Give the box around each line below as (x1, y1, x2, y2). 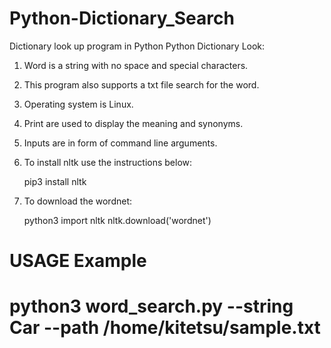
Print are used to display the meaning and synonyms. (23, 117, 244, 129)
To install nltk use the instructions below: (23, 156, 193, 168)
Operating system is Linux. (23, 98, 134, 110)
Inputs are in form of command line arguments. (23, 137, 218, 149)
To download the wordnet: (23, 195, 133, 207)
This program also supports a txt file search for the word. (23, 78, 260, 91)
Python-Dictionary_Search (9, 7, 235, 30)
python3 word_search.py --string (9, 295, 294, 318)
